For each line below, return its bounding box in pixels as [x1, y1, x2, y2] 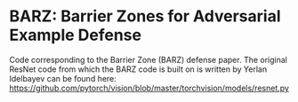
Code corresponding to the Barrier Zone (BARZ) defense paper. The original [9, 54, 287, 65]
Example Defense [9, 25, 142, 45]
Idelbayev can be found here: [9, 73, 117, 83]
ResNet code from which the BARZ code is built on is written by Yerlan [9, 64, 268, 75]
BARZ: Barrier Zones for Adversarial [9, 6, 282, 27]
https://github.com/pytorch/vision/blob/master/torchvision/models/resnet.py [9, 82, 289, 93]
